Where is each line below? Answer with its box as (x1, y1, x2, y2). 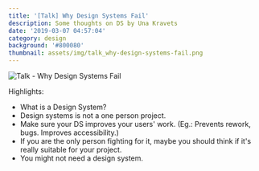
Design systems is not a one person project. (19, 111, 166, 120)
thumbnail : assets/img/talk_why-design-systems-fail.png (8, 49, 203, 57)
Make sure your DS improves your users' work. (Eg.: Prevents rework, (19, 120, 251, 128)
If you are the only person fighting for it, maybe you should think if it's (19, 136, 252, 145)
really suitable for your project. (19, 145, 122, 154)
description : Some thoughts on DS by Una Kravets (8, 19, 179, 27)
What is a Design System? (19, 102, 107, 112)
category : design (8, 34, 67, 43)
